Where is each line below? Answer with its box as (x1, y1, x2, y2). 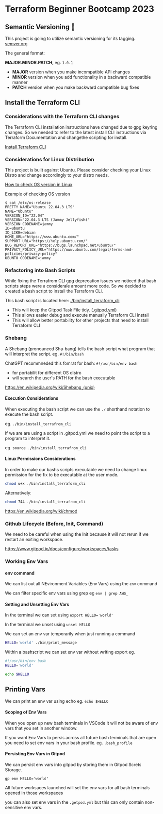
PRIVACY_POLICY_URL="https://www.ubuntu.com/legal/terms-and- (5, 247, 133, 252)
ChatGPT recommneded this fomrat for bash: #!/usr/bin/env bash (5, 360, 138, 366)
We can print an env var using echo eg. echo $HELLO (5, 698, 109, 704)
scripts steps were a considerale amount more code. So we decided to (5, 283, 147, 289)
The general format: (5, 50, 45, 56)
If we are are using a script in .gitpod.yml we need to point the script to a (5, 430, 150, 436)
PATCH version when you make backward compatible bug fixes (12, 85, 140, 90)
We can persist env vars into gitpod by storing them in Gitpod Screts (5, 762, 142, 768)
